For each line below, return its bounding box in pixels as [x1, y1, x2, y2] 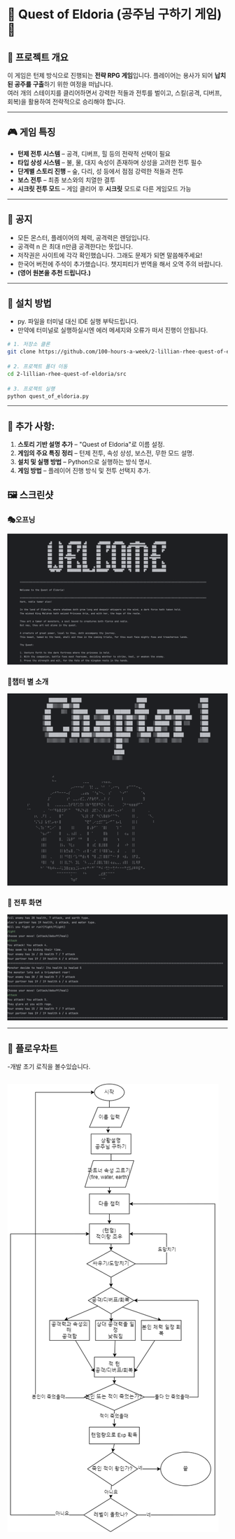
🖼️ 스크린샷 [7, 489, 54, 501]
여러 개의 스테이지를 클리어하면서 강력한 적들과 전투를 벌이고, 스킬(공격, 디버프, [7, 89, 222, 97]
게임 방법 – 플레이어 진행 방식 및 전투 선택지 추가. [17, 466, 151, 475]
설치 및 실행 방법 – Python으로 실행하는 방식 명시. [17, 458, 152, 466]
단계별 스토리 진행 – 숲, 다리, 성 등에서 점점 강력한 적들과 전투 [17, 167, 184, 175]
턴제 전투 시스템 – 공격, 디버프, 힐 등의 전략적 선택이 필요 [17, 149, 171, 158]
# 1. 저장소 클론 [7, 341, 50, 348]
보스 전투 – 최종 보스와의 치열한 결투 [17, 176, 116, 184]
